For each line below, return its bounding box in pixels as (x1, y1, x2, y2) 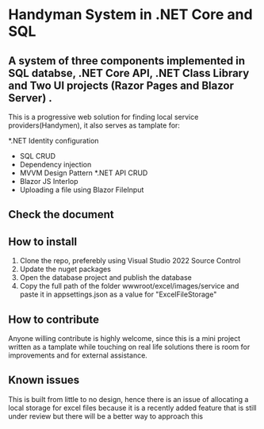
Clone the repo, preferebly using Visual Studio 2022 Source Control (19, 256, 241, 266)
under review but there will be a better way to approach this (8, 411, 204, 421)
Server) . (8, 91, 53, 105)
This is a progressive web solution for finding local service (8, 113, 199, 121)
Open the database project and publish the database (19, 273, 192, 282)
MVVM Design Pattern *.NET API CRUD (19, 168, 148, 178)
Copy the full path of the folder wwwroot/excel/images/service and (19, 282, 239, 291)
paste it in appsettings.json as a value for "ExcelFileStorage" (19, 289, 217, 299)
